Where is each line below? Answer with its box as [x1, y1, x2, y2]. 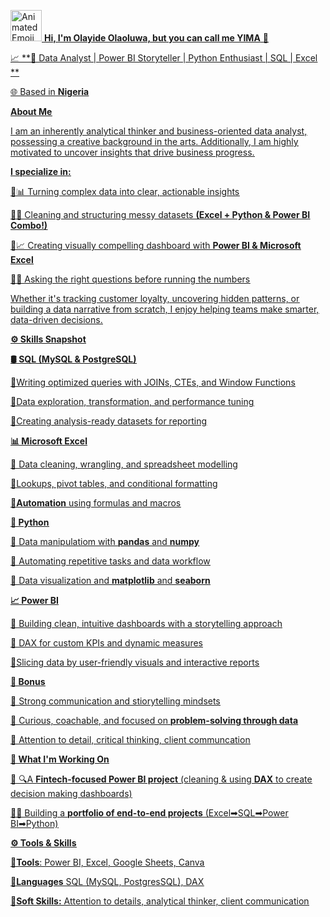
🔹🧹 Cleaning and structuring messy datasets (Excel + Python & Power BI [10, 209, 311, 220]
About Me [10, 106, 53, 117]
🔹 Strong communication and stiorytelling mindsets [10, 695, 221, 707]
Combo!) [10, 220, 48, 231]
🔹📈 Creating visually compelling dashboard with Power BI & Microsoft [10, 240, 302, 251]
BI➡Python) [10, 818, 59, 829]
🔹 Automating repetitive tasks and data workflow [10, 555, 211, 567]
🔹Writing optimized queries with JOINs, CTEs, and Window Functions [10, 376, 296, 388]
